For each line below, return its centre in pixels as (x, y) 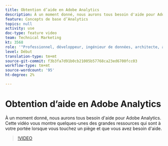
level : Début (19, 51)
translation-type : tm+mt (31, 56)
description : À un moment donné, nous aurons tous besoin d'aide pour (80, 14)
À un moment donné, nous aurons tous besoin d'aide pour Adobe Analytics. (83, 117)
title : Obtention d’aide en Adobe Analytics (52, 10)
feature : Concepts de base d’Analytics (47, 19)
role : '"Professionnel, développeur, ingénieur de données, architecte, (82, 47)
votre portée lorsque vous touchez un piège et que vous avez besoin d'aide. (84, 128)
